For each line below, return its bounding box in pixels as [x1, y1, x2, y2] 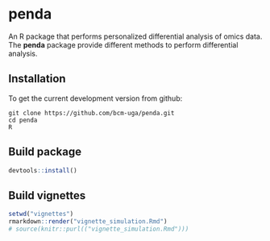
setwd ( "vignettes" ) [8, 210, 74, 218]
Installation [8, 72, 66, 85]
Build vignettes [8, 189, 86, 202]
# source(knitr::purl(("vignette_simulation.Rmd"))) [8, 225, 189, 233]
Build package [8, 145, 82, 159]
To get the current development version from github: [8, 93, 183, 103]
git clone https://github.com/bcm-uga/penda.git [8, 109, 175, 117]
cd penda [8, 116, 38, 124]
